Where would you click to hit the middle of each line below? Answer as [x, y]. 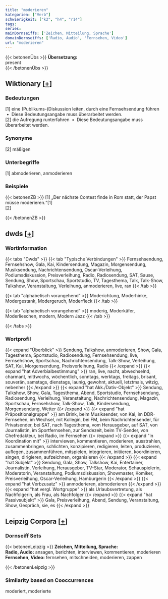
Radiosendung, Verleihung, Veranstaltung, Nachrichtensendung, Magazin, [82, 398]
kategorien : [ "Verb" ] [28, 15]
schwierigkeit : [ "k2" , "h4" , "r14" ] [44, 19]
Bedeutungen [22, 98]
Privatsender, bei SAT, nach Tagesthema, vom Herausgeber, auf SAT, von [81, 425]
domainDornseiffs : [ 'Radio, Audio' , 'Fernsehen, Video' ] [66, 38]
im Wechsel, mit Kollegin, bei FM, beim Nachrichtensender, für [95, 420]
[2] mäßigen [18, 149]
